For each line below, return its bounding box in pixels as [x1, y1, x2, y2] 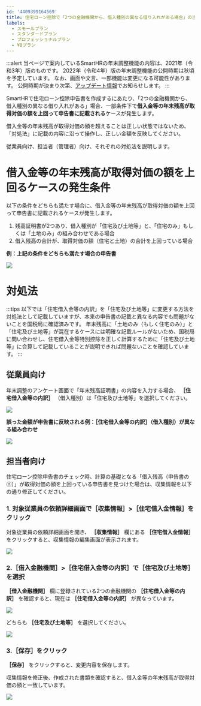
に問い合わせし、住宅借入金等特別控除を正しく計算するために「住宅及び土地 [6, 335, 195, 343]
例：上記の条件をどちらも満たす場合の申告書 [6, 250, 117, 257]
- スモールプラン [11, 25, 48, 32]
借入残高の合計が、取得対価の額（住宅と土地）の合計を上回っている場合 [14, 237, 193, 244]
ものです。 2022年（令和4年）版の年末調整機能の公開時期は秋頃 [35, 67, 194, 74]
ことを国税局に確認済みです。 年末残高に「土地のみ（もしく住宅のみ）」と [11, 320, 193, 328]
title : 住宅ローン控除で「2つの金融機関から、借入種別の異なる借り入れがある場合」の [6, 14, 193, 20]
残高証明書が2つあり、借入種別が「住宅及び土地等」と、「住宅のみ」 [14, 222, 184, 229]
